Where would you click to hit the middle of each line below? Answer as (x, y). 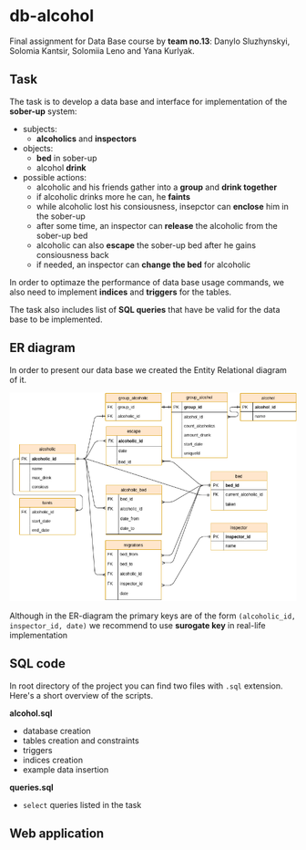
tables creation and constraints (81, 741)
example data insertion (66, 769)
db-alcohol (52, 16)
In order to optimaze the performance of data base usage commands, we (147, 282)
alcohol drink (61, 167)
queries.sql (31, 787)
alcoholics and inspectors (86, 139)
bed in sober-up (66, 158)
